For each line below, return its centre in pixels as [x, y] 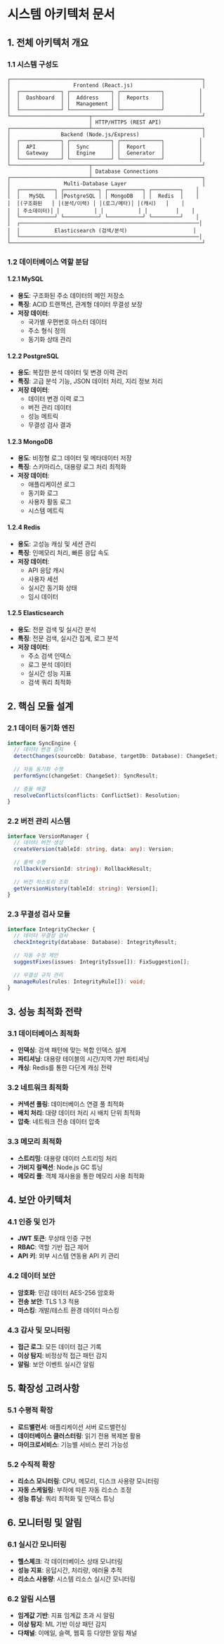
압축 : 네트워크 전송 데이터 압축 [59, 1122]
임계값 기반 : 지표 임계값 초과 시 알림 [66, 1615]
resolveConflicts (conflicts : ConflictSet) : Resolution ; [97, 795]
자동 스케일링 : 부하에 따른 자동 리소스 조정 [74, 1490]
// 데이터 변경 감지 [38, 750]
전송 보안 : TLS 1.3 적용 [48, 1301]
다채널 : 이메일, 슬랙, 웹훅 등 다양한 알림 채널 [77, 1633]
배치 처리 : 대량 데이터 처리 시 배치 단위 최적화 [79, 1113]
